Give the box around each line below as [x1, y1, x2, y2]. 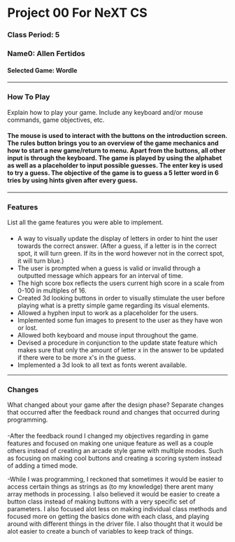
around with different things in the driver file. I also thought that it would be [7, 520, 223, 528]
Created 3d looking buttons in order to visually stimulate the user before [17, 293, 225, 302]
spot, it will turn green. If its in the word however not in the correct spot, [17, 249, 225, 257]
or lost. [17, 324, 38, 332]
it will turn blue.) [17, 256, 64, 265]
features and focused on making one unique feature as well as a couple [7, 439, 213, 447]
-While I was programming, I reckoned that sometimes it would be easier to [7, 475, 224, 483]
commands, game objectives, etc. [7, 116, 105, 124]
